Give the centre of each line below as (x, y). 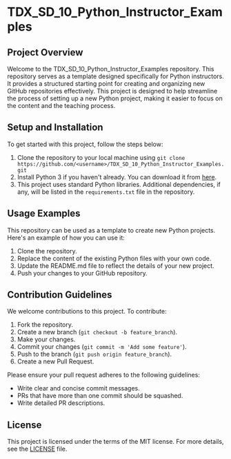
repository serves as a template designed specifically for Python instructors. (115, 76)
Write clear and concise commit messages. (78, 388)
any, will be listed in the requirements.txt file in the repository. (106, 192)
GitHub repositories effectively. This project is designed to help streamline (112, 91)
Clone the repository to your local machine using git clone (101, 157)
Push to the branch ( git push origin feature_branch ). (94, 354)
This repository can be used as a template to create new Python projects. (111, 230)
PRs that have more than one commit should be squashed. (100, 396)
